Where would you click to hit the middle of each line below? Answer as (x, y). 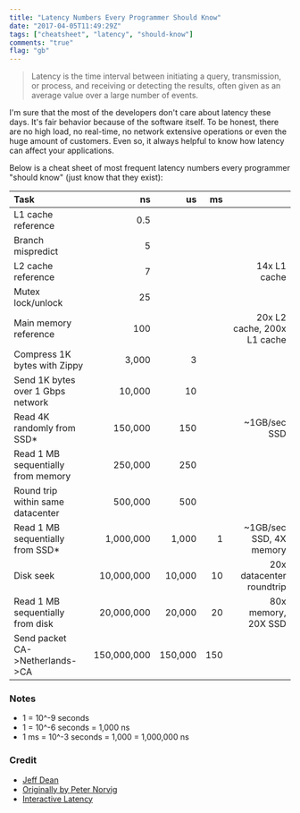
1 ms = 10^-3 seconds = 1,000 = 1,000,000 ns (105, 737)
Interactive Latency (58, 799)
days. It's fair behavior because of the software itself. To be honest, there (144, 123)
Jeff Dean (41, 780)
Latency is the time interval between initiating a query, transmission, (156, 76)
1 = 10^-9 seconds (55, 718)
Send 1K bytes (45, 380)
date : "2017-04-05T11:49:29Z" (66, 26)
